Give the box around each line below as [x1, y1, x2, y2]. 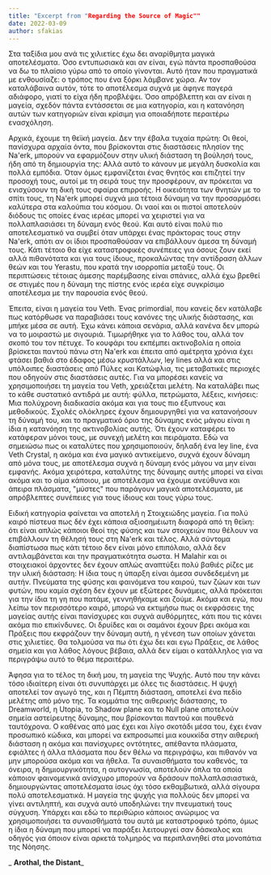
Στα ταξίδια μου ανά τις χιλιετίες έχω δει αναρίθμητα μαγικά [8, 49, 216, 59]
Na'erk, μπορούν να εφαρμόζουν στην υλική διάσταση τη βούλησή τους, [8, 150, 254, 160]
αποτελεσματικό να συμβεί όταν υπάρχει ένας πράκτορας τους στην [8, 228, 241, 238]
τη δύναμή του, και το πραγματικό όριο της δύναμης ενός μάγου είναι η [8, 416, 251, 425]
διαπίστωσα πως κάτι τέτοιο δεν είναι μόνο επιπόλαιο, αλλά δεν [8, 543, 227, 552]
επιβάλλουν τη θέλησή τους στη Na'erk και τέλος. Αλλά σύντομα [8, 535, 231, 544]
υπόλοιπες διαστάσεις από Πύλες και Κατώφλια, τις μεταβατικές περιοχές [8, 364, 260, 374]
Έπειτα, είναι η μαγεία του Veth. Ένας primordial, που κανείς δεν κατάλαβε [8, 304, 263, 314]
